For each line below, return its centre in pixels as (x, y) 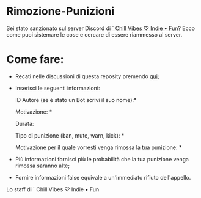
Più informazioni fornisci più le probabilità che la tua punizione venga (102, 159)
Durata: (24, 123)
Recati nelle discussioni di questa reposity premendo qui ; (87, 76)
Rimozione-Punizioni (60, 11)
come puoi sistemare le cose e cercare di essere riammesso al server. (94, 34)
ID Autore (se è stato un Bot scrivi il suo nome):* (76, 100)
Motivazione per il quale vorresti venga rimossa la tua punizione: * (98, 147)
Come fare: (35, 60)
